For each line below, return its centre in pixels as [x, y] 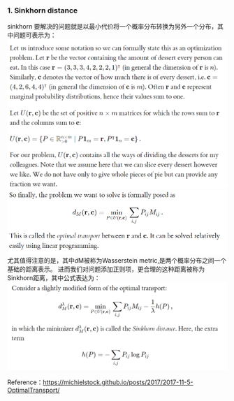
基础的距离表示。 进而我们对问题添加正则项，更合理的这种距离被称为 [106, 269]
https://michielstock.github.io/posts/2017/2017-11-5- [118, 382]
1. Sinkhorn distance [43, 10]
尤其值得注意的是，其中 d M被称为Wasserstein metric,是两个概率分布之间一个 [117, 260]
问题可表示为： [35, 35]
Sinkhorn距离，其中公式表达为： [54, 277]
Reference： [25, 382]
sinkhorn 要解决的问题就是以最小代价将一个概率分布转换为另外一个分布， [112, 27]
